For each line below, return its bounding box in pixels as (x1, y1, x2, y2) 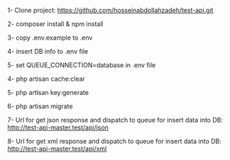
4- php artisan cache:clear (7, 74, 85, 83)
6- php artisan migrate (7, 102, 73, 110)
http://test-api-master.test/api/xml (7, 144, 107, 153)
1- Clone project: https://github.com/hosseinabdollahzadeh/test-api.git (7, 6, 214, 14)
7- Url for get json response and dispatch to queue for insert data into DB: (7, 116, 224, 124)
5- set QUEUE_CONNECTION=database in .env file (7, 61, 156, 69)
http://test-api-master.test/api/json (7, 123, 109, 132)
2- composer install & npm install (7, 20, 104, 28)
